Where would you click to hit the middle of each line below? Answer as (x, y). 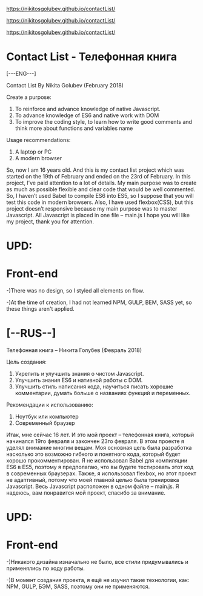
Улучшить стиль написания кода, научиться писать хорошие (94, 387)
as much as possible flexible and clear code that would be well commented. (101, 189)
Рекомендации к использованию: (50, 405)
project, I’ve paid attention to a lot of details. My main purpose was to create (101, 183)
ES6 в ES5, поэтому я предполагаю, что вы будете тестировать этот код (100, 467)
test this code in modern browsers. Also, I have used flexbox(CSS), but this (100, 202)
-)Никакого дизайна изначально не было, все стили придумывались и (98, 562)
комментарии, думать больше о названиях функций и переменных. (103, 393)
